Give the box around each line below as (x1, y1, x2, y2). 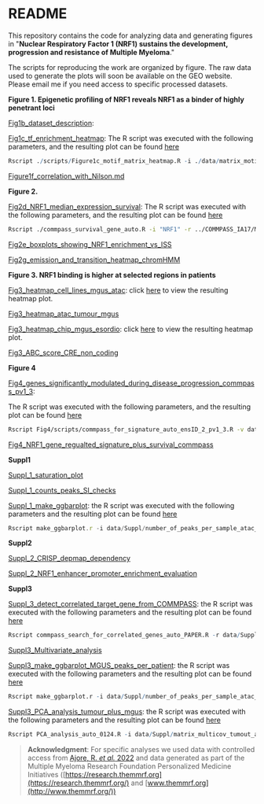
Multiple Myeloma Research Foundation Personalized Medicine (27, 762, 232, 771)
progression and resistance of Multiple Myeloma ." (8, 47, 175, 57)
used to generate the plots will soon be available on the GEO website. (8, 71, 233, 80)
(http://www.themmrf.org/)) (27, 787, 116, 796)
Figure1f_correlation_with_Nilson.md (8, 171, 125, 181)
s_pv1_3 (8, 386, 34, 396)
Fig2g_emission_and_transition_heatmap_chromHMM (8, 255, 181, 264)
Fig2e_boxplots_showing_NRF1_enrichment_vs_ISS (8, 239, 172, 249)
